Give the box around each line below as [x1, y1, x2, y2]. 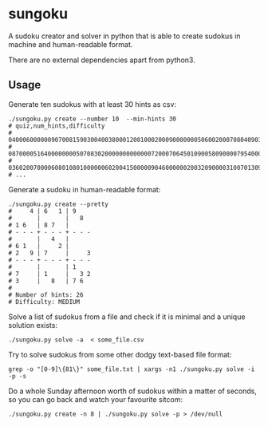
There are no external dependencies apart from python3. [8, 55, 195, 65]
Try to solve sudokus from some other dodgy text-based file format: [8, 349, 232, 359]
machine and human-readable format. [8, 39, 133, 49]
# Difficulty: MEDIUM [8, 298, 81, 306]
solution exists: [8, 320, 58, 329]
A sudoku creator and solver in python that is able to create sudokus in [8, 31, 241, 41]
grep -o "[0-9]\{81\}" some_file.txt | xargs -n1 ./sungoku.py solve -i [8, 365, 255, 373]
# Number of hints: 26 [8, 290, 84, 299]
